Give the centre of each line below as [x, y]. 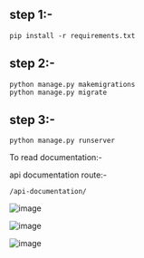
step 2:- [33, 64]
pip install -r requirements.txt [72, 35]
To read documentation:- [56, 158]
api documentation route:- [58, 175]
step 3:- [33, 120]
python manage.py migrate [58, 92]
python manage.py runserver [62, 141]
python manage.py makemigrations [72, 84]
